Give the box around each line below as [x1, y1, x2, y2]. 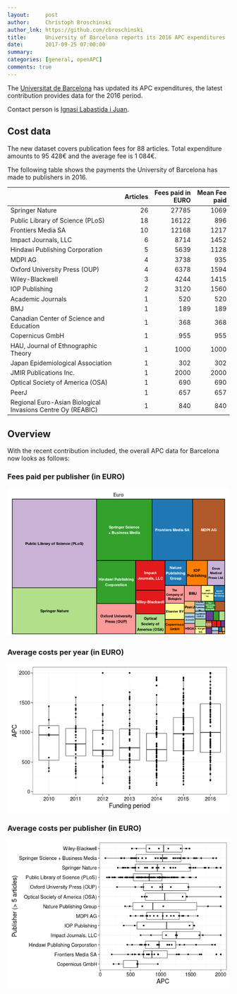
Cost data [7, 126, 51, 138]
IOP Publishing [10, 285, 53, 293]
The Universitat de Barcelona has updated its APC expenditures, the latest [7, 83, 223, 92]
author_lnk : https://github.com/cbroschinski [7, 26, 143, 33]
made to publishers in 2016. [7, 173, 88, 181]
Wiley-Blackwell [10, 275, 59, 284]
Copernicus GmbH [10, 332, 65, 340]
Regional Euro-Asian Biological [10, 397, 101, 406]
